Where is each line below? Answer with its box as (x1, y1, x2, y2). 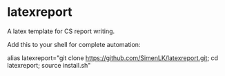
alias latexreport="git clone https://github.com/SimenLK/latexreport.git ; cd (7, 53, 219, 62)
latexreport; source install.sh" (7, 61, 91, 69)
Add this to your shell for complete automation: (7, 40, 141, 48)
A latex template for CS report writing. (7, 27, 115, 35)
